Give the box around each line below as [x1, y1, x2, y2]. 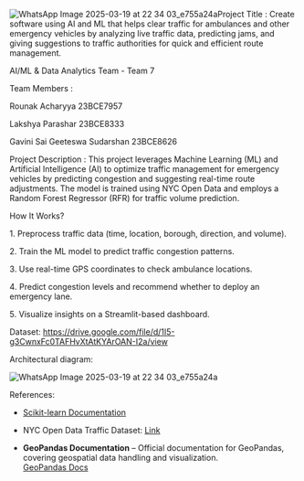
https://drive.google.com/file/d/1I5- [42, 326, 175, 337]
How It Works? [9, 210, 65, 221]
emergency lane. [9, 291, 73, 302]
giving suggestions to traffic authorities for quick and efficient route [9, 37, 264, 48]
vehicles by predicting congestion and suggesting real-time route [9, 174, 256, 184]
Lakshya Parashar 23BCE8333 [9, 119, 125, 129]
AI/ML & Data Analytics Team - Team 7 [9, 65, 155, 76]
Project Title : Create [217, 9, 295, 19]
